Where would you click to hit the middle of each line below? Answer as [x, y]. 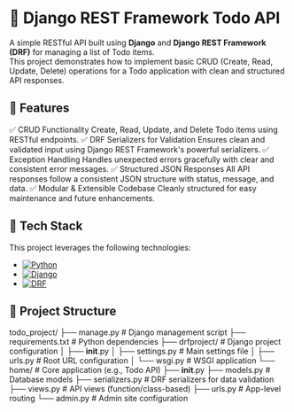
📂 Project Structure [63, 311]
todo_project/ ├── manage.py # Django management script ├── [128, 332]
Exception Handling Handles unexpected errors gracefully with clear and [142, 159]
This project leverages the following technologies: [100, 247]
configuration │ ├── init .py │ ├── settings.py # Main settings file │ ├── [142, 351]
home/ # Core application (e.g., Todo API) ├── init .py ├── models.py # [140, 370]
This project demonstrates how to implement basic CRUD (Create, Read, [141, 61]
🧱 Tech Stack [46, 226]
